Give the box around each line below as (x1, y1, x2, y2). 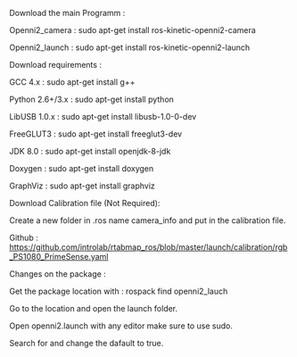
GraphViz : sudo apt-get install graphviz (9, 180, 156, 191)
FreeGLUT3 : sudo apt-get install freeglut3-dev (9, 129, 183, 139)
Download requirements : (9, 60, 103, 70)
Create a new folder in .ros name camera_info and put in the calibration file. (9, 215, 286, 226)
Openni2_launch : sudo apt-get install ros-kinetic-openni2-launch (9, 42, 251, 53)
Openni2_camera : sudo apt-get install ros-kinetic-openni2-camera (9, 25, 256, 35)
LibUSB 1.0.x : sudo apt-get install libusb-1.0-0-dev (9, 112, 197, 121)
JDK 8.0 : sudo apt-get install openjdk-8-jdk (9, 146, 171, 156)
